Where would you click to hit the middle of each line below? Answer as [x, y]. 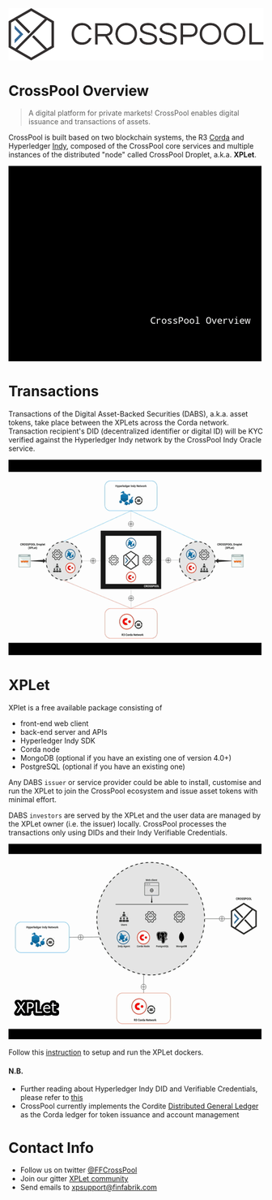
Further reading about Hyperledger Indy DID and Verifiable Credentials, [139, 1089]
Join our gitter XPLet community [74, 1179]
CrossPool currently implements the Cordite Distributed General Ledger [139, 1106]
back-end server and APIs [64, 732]
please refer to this [51, 1098]
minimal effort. [32, 800]
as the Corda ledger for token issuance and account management [130, 1115]
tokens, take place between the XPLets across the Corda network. [119, 423]
